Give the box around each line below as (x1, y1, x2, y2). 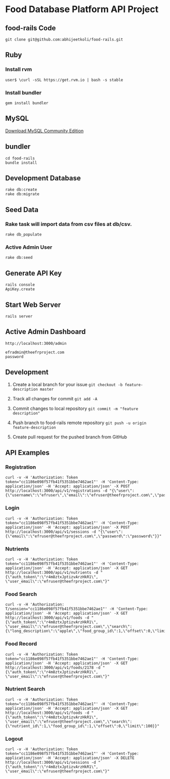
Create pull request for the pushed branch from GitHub (12, 434, 127, 440)
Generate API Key (5, 269, 62, 278)
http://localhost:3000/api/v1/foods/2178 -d (5, 665, 101, 670)
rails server (5, 314, 33, 319)
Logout (5, 735, 23, 742)
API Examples (5, 448, 50, 457)
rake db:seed (5, 255, 33, 260)
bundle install (5, 160, 37, 165)
